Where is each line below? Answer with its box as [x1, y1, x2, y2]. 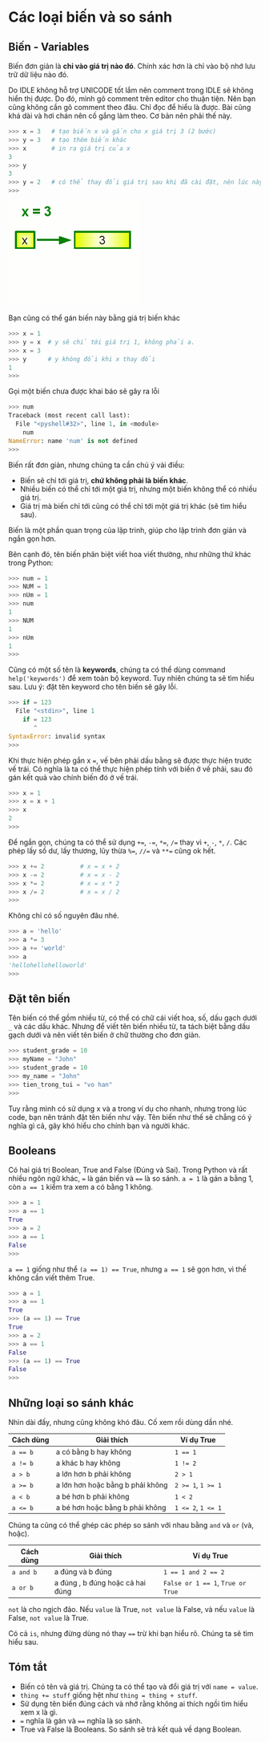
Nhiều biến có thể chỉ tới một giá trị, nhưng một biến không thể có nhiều [19, 484, 258, 494]
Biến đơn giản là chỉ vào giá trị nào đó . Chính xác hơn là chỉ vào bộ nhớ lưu [8, 61, 256, 71]
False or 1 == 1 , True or [163, 1578, 247, 1588]
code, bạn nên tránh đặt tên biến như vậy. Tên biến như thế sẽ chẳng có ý [8, 1112, 252, 1121]
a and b [11, 1569, 38, 1577]
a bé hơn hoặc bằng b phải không [55, 1502, 167, 1512]
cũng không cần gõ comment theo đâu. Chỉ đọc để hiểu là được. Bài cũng [8, 103, 251, 112]
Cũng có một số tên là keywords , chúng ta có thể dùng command [8, 665, 226, 674]
